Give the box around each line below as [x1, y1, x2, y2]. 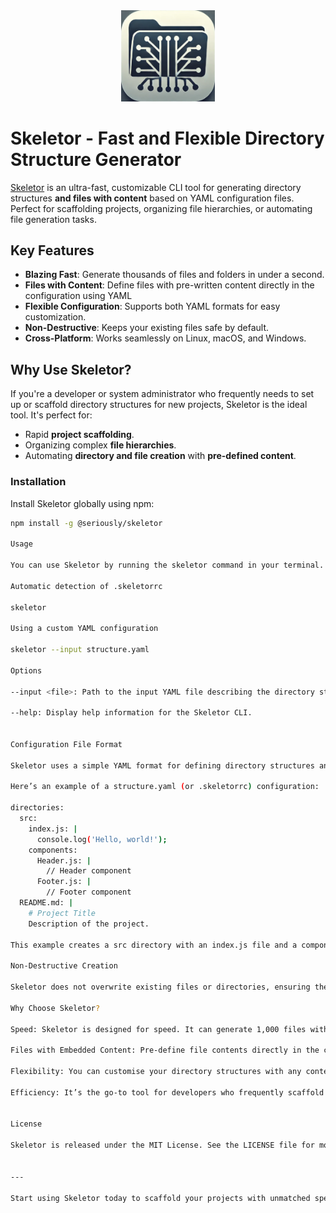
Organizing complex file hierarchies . [24, 439, 177, 451]
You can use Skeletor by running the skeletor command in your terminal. [10, 560, 325, 571]
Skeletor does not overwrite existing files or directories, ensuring [10, 982, 311, 993]
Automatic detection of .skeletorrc [10, 581, 163, 591]
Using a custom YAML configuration [10, 624, 159, 634]
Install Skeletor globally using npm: [10, 497, 155, 509]
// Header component [46, 866, 132, 876]
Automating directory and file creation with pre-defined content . [24, 450, 297, 462]
